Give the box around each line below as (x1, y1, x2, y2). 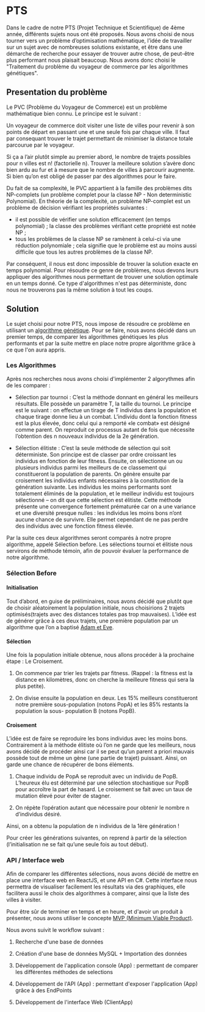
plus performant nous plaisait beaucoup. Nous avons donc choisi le (6, 56, 176, 64)
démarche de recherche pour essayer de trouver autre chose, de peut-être (6, 50, 195, 57)
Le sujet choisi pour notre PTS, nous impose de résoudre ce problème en (6, 320, 190, 327)
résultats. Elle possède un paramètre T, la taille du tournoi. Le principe (15, 400, 192, 407)
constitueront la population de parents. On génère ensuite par (15, 470, 171, 478)
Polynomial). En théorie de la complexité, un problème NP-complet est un (6, 197, 191, 205)
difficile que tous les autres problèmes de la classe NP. (15, 248, 154, 256)
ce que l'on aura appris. (6, 346, 66, 353)
